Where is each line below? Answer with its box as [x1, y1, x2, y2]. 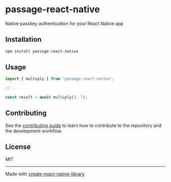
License [5, 143, 31, 151]
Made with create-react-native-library [5, 171, 85, 177]
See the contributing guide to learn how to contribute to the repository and [5, 122, 162, 128]
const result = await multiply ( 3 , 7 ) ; [5, 95, 88, 100]
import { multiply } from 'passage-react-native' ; [5, 76, 115, 82]
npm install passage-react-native [5, 48, 79, 54]
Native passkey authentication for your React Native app [5, 20, 124, 27]
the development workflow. [5, 127, 63, 134]
